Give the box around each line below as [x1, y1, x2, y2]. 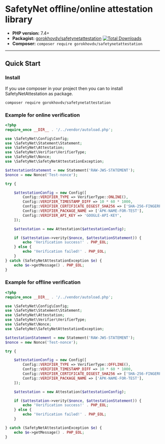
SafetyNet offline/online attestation [5, 3, 153, 15]
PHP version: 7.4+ [12, 30, 50, 36]
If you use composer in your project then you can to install [5, 85, 123, 91]
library [5, 14, 33, 25]
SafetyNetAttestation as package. [5, 90, 73, 96]
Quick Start [5, 59, 41, 68]
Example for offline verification [5, 279, 81, 286]
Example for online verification [5, 112, 80, 118]
